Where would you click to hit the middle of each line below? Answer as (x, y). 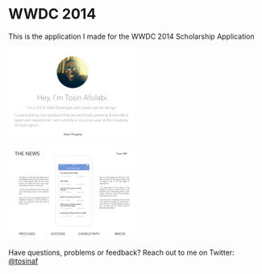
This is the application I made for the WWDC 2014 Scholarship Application (132, 36)
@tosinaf (23, 261)
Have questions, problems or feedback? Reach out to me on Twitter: (122, 252)
